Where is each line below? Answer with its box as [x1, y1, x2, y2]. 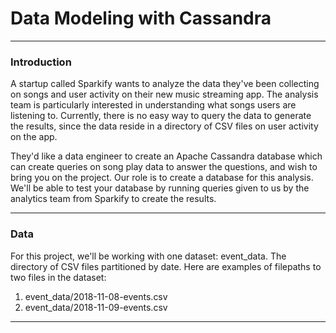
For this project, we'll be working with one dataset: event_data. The [10, 250, 287, 262]
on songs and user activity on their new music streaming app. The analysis [10, 88, 319, 101]
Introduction [10, 55, 72, 69]
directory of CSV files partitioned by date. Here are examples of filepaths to [10, 260, 322, 272]
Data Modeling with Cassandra [10, 7, 272, 30]
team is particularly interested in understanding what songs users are [10, 99, 297, 111]
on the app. [10, 131, 58, 143]
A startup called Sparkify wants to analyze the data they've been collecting [10, 78, 320, 90]
